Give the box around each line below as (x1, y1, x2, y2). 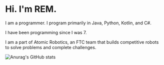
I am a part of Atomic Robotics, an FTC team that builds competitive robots (5, 39, 159, 45)
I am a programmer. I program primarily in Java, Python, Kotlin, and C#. (5, 20, 151, 26)
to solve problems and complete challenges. (5, 44, 96, 50)
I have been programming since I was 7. (5, 29, 87, 35)
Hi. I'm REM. (5, 3, 56, 15)
